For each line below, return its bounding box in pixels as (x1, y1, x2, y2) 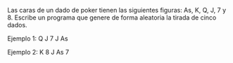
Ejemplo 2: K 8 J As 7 (7, 48, 69, 56)
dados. (7, 21, 27, 29)
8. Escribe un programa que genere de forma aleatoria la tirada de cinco (7, 13, 217, 22)
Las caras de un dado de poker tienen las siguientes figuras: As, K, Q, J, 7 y (7, 6, 227, 14)
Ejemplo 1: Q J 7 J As (7, 34, 68, 43)
